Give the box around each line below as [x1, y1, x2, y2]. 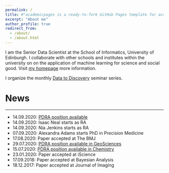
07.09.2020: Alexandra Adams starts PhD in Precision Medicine [12, 130, 144, 136]
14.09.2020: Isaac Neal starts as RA [12, 119, 87, 125]
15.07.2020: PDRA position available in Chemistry [12, 146, 114, 152]
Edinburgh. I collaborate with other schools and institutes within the [5, 54, 145, 60]
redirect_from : [5, 26, 37, 31]
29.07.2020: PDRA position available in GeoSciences [12, 140, 122, 146]
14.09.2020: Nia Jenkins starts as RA [12, 124, 89, 131]
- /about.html [10, 36, 39, 41]
